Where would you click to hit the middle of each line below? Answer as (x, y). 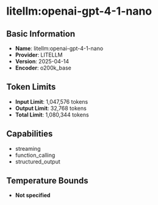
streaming (28, 148)
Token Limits (31, 87)
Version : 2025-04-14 (42, 61)
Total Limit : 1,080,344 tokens (52, 115)
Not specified (33, 195)
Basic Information (41, 34)
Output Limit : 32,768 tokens (51, 108)
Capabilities (30, 134)
